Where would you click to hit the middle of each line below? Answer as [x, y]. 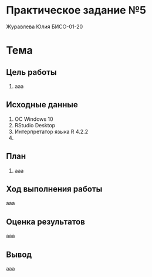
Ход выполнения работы [54, 189]
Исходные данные [42, 105]
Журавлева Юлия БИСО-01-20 [45, 27]
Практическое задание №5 [76, 10]
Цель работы [31, 72]
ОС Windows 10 [34, 119]
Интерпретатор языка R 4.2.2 [51, 131]
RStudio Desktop [35, 125]
